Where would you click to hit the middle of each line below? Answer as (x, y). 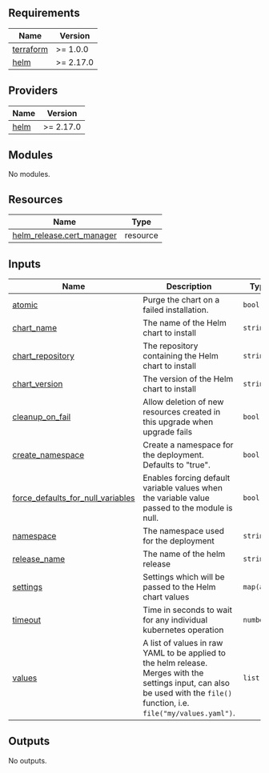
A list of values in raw (183, 643)
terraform (30, 49)
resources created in (182, 412)
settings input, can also (187, 683)
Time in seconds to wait (187, 610)
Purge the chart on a (181, 300)
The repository (171, 346)
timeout (27, 620)
